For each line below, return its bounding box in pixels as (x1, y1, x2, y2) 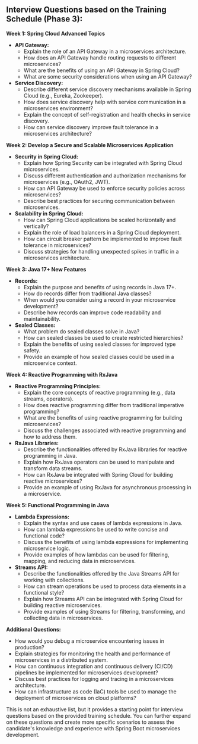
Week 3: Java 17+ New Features (6, 265, 87, 273)
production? (14, 643, 44, 651)
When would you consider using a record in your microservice (23, 296, 176, 303)
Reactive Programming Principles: (14, 382, 101, 389)
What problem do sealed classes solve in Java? (23, 327, 140, 335)
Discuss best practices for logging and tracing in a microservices (14, 675, 174, 682)
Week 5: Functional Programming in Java (6, 501, 110, 508)
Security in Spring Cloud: (14, 153, 79, 160)
